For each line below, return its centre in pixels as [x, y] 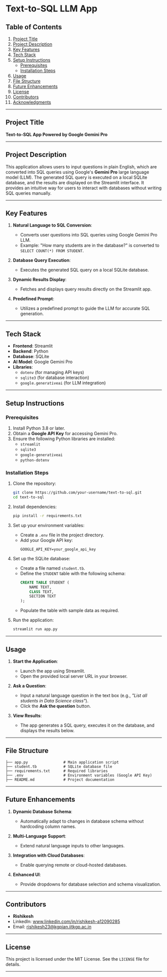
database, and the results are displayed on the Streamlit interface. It [75, 182]
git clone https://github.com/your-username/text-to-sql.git [77, 493]
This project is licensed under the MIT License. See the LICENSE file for [77, 959]
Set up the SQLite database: [41, 558]
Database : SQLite [31, 357]
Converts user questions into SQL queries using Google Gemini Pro [89, 235]
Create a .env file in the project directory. [62, 535]
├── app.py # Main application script [62, 762]
